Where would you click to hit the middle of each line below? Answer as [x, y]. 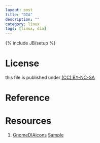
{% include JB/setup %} [30, 43]
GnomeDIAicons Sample [38, 135]
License [22, 63]
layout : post [19, 10]
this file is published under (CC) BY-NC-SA [50, 78]
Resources [28, 121]
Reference [27, 98]
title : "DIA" [19, 15]
